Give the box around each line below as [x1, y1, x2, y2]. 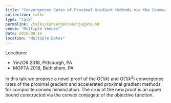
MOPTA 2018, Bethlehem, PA [12, 64, 74, 71]
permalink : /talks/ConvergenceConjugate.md [5, 21, 100, 27]
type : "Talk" [5, 17, 33, 22]
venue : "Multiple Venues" [5, 26, 60, 31]
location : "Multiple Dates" [5, 36, 66, 41]
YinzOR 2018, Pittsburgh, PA [12, 59, 73, 65]
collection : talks [5, 12, 45, 17]
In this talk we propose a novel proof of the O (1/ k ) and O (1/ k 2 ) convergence [5, 75, 164, 82]
